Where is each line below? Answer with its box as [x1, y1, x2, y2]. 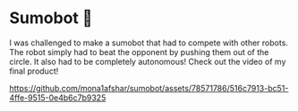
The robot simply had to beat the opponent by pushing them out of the [9, 46, 269, 57]
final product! [9, 66, 59, 76]
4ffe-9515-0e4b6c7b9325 [9, 92, 106, 103]
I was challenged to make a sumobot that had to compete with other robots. [9, 37, 289, 48]
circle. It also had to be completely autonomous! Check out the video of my [9, 56, 286, 67]
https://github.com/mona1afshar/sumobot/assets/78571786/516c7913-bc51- [9, 83, 289, 93]
